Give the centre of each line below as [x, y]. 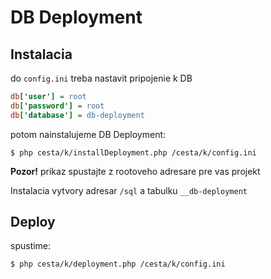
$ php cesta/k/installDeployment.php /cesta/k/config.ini [133, 152]
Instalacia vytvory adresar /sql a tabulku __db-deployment [129, 190]
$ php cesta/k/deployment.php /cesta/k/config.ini [118, 264]
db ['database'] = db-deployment [77, 115]
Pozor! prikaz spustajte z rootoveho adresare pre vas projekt [135, 171]
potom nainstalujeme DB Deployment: [88, 134]
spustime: [31, 246]
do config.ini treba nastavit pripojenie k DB [101, 78]
